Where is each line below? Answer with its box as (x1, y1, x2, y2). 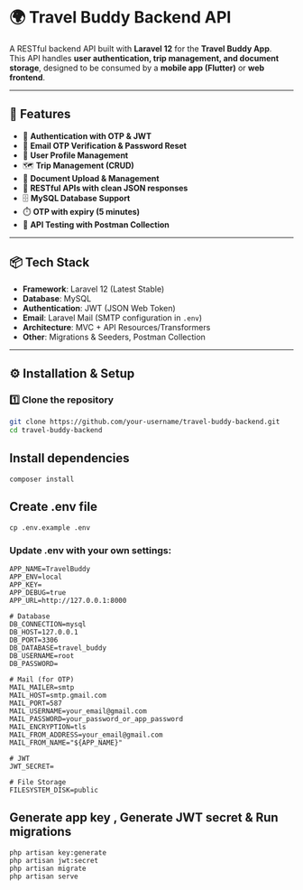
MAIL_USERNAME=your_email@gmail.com (9, 706, 147, 716)
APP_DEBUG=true (9, 588, 67, 597)
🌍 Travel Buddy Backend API (9, 7, 232, 28)
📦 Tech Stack (9, 255, 90, 271)
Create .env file (9, 499, 97, 515)
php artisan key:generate (9, 848, 106, 858)
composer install (9, 475, 75, 484)
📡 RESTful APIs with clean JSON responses (22, 182, 188, 193)
